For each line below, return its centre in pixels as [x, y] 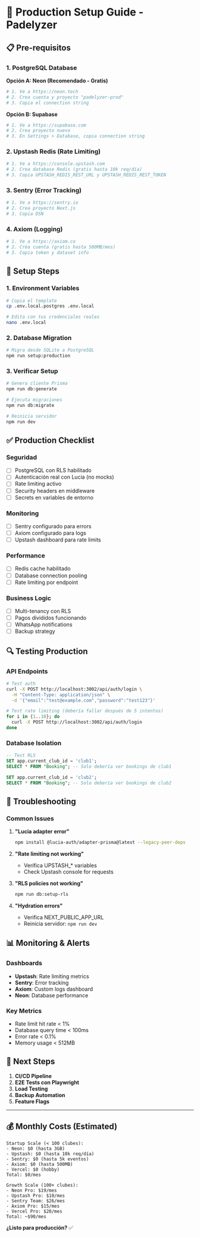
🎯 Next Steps [31, 1062]
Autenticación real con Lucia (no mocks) [64, 477]
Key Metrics [24, 1011]
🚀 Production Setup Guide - [75, 12]
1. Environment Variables [43, 288]
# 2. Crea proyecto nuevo [38, 131]
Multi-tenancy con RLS [43, 611]
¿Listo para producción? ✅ [40, 1227]
